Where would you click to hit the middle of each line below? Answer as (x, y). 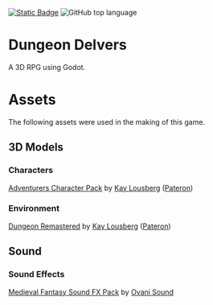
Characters (31, 171)
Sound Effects (37, 274)
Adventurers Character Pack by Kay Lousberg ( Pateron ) (101, 188)
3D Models (36, 148)
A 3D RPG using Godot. (47, 67)
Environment (34, 208)
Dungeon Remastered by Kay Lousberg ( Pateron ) (90, 226)
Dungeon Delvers (68, 45)
